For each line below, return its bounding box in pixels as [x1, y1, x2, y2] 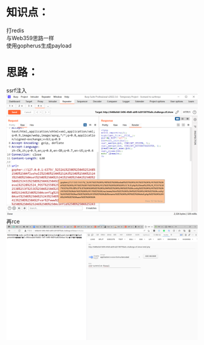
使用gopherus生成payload [6, 42, 72, 49]
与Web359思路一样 [6, 34, 55, 41]
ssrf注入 [6, 86, 27, 94]
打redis [6, 27, 24, 34]
